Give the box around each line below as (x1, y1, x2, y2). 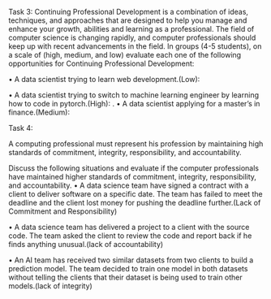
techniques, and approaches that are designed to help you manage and (8, 15, 247, 25)
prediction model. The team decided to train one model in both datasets (8, 264, 248, 273)
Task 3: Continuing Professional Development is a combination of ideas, (8, 7, 249, 16)
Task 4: (8, 123, 33, 132)
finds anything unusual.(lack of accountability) (8, 240, 164, 249)
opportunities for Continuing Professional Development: (8, 58, 195, 68)
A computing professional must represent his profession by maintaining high (8, 139, 264, 149)
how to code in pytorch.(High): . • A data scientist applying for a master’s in (8, 99, 260, 108)
